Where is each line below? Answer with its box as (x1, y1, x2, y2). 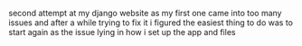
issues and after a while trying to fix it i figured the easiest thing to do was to (8, 17, 293, 28)
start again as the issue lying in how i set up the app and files (8, 27, 236, 37)
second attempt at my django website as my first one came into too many (8, 8, 282, 18)
